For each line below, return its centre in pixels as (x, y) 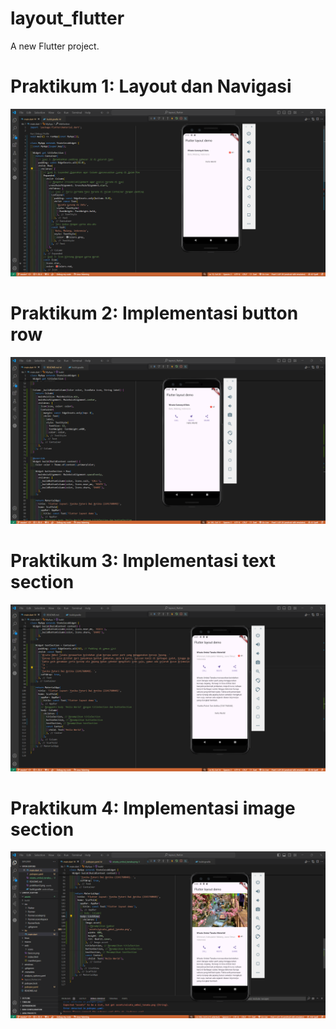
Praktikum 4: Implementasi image (153, 808)
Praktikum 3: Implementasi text (143, 561)
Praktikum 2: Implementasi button (154, 313)
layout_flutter (67, 18)
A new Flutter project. (55, 46)
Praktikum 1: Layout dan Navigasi (151, 86)
